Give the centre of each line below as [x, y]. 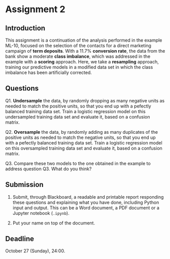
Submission [25, 185]
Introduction [25, 28]
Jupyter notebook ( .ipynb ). [41, 213]
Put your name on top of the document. [54, 223]
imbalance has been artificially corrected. [49, 72]
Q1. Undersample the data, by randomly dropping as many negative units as [85, 100]
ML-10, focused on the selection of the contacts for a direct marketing [78, 46]
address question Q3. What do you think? [48, 169]
